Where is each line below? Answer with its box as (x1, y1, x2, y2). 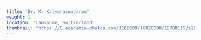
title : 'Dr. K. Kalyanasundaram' (6, 8, 90, 15)
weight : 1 (6, 14, 31, 20)
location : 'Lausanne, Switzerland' (6, 19, 95, 25)
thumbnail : (6, 25, 33, 31)
